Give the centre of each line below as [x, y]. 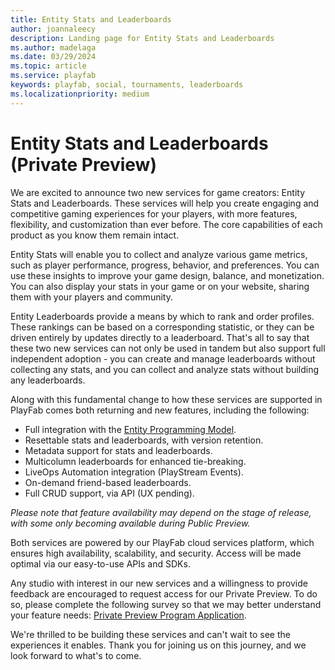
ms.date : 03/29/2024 [53, 57]
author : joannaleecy [53, 29]
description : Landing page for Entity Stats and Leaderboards [142, 38]
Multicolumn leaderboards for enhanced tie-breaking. [135, 461]
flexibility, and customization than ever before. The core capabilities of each [166, 224]
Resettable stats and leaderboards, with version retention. [144, 440]
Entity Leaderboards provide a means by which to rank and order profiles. [162, 316]
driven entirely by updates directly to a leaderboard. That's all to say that [160, 337]
